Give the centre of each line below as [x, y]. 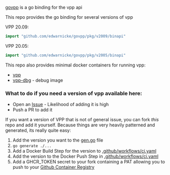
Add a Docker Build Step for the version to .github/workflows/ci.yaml [84, 151]
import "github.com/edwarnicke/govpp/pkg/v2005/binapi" [65, 55]
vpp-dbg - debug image [38, 80]
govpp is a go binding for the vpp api [44, 7]
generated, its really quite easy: [38, 130]
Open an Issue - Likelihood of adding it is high [61, 104]
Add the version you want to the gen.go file [58, 140]
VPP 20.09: [17, 27]
